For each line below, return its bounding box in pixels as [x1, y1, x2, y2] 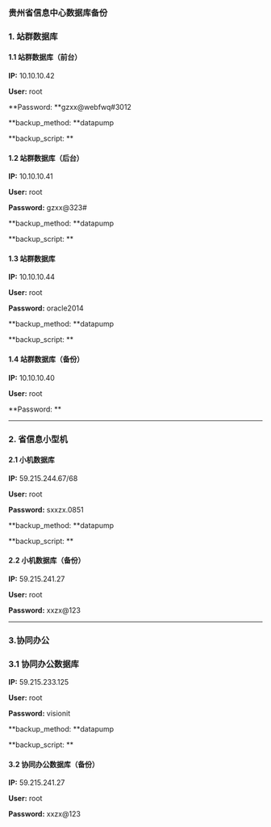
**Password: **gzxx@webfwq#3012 [8, 103, 131, 112]
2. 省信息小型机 [8, 433, 69, 445]
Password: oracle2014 [8, 303, 84, 313]
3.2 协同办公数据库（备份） [8, 759, 99, 769]
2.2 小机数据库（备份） [8, 555, 85, 565]
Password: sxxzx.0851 [8, 504, 85, 514]
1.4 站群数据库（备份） [8, 354, 85, 365]
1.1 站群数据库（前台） [8, 53, 82, 62]
